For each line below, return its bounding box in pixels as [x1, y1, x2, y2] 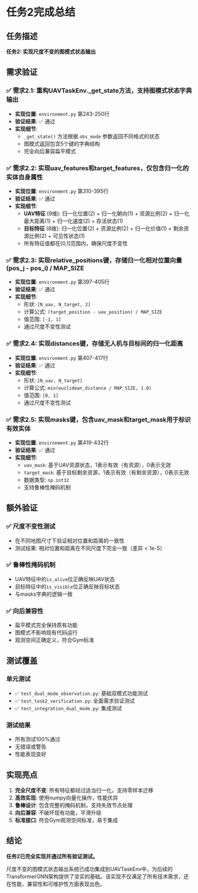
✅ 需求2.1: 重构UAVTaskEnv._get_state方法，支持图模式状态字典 [6, 87, 192, 95]
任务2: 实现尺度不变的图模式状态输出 [6, 48, 96, 55]
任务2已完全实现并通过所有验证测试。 [6, 852, 98, 860]
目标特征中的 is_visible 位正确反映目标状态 [14, 583, 120, 590]
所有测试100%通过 [14, 735, 61, 743]
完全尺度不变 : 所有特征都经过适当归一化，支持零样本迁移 [14, 786, 153, 794]
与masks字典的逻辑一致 [14, 590, 73, 598]
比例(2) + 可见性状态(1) [29, 232, 85, 239]
